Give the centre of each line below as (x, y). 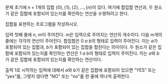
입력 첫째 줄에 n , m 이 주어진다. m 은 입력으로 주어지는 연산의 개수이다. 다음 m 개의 (84, 35)
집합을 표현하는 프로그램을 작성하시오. (42, 24)
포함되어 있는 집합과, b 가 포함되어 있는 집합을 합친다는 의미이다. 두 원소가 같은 (81, 47)
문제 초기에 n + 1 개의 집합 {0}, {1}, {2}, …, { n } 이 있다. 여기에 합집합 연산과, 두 (79, 7)
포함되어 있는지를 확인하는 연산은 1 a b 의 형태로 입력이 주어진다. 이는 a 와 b (87, 53)
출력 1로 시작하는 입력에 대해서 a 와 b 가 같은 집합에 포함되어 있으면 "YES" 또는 (81, 70)
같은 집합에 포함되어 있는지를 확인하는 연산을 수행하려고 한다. (70, 13)
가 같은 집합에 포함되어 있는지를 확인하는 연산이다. (54, 59)
